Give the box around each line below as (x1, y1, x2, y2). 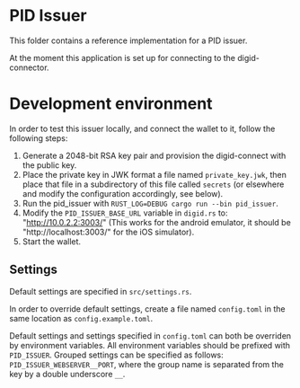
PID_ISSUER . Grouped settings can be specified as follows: (9, 349, 225, 360)
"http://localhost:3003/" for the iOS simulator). (22, 226, 195, 237)
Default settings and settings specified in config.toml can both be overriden (9, 330, 292, 341)
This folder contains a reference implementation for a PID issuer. (9, 35, 248, 46)
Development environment (9, 93, 213, 114)
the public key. (22, 159, 77, 171)
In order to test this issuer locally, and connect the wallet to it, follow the (9, 123, 276, 134)
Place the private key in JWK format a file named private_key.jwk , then (22, 169, 287, 180)
